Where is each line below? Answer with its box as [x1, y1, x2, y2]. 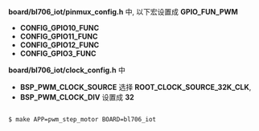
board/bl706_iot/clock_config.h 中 [8, 65, 126, 75]
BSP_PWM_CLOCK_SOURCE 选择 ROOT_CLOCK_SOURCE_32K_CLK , [19, 83, 252, 92]
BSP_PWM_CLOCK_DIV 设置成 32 [19, 92, 134, 102]
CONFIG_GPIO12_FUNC [19, 40, 100, 50]
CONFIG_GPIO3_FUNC [19, 49, 97, 58]
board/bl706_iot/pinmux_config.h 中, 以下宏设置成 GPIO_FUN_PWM [8, 7, 239, 16]
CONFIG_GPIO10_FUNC [19, 23, 100, 32]
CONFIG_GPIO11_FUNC [19, 31, 98, 41]
